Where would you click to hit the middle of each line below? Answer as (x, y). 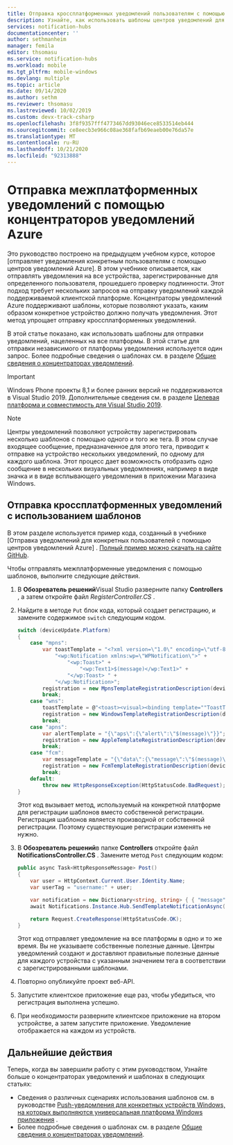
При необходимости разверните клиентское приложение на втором (119, 1016)
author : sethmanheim (37, 40)
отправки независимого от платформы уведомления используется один (115, 348)
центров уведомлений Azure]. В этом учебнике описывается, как (104, 268)
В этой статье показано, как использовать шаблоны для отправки (105, 333)
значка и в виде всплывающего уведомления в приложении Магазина (112, 476)
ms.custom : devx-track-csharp (51, 117)
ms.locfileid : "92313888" (44, 156)
